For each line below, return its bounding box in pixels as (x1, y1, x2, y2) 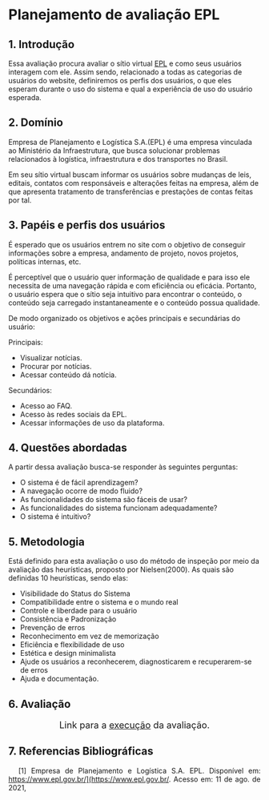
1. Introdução (8, 38, 74, 51)
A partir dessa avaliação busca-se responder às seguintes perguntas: (8, 462, 239, 472)
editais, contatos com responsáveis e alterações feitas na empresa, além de (8, 178, 259, 187)
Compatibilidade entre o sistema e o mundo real (19, 597, 179, 607)
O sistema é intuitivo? (19, 512, 91, 521)
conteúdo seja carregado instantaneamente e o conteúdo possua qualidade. (8, 298, 260, 308)
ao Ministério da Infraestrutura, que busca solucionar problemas (8, 146, 220, 155)
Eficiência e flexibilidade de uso (19, 640, 125, 649)
